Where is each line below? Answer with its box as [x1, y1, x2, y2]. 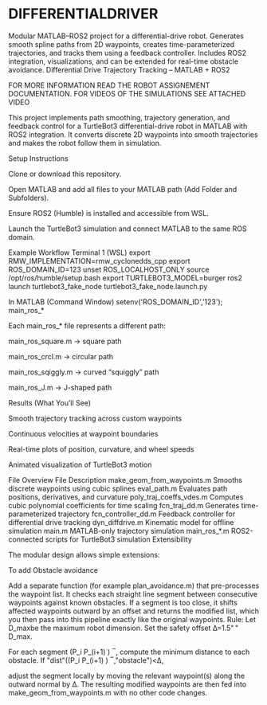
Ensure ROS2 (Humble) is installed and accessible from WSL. [8, 208, 210, 217]
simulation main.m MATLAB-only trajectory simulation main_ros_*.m [8, 526, 230, 535]
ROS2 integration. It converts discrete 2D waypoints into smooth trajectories [8, 129, 258, 139]
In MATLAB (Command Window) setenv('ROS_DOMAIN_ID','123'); [8, 296, 223, 307]
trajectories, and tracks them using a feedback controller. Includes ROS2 [8, 48, 247, 57]
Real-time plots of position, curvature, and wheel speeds [8, 444, 194, 454]
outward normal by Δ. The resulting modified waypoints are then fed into [8, 679, 247, 689]
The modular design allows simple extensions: [8, 550, 160, 559]
